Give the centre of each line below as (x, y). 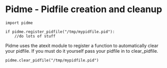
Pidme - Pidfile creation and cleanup (84, 9)
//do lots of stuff (35, 36)
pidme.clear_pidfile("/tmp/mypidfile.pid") (52, 60)
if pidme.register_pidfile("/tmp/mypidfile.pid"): (60, 31)
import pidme (19, 23)
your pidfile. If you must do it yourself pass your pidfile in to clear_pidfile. (82, 51)
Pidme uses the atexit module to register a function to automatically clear (82, 45)
